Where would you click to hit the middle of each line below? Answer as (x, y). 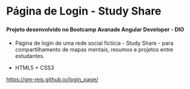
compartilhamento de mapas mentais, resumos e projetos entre (94, 49)
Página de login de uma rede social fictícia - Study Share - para (94, 43)
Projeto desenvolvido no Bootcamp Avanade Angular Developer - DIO (95, 30)
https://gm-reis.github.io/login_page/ (52, 79)
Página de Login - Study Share (84, 11)
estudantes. (30, 56)
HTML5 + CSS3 (34, 67)
